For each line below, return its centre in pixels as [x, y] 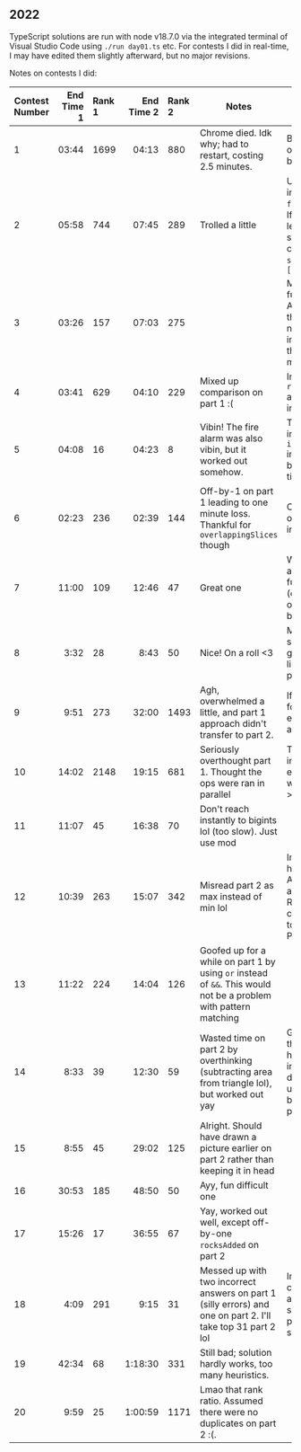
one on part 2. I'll [236, 1315]
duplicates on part [238, 1423]
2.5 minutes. [226, 166]
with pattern [225, 1006]
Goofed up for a [233, 950]
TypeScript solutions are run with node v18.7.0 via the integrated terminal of [149, 36]
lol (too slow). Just [239, 831]
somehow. [222, 472]
